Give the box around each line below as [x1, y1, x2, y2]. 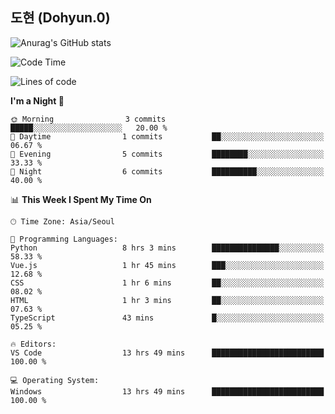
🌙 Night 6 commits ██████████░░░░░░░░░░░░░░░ [10, 166, 325, 177]
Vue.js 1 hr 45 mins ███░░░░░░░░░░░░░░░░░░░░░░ [10, 260, 325, 270]
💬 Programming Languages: [10, 234, 118, 244]
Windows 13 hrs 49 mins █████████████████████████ [10, 386, 325, 397]
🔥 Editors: [10, 339, 57, 349]
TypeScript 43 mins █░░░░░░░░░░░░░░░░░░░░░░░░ [10, 313, 325, 323]
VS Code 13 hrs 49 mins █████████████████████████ [10, 348, 325, 358]
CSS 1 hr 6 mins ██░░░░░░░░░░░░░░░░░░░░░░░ [10, 278, 325, 288]
